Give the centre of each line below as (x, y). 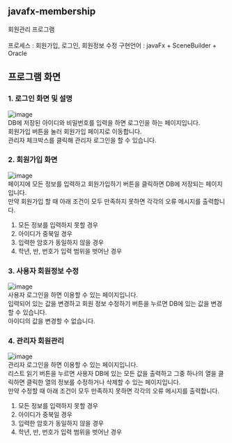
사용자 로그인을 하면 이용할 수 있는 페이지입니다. (73, 295)
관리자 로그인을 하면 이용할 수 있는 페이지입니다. (73, 365)
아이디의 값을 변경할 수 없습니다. (52, 321)
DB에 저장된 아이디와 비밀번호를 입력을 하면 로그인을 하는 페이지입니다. (104, 122)
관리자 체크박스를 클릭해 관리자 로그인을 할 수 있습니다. (82, 140)
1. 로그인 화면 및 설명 (40, 99)
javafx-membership (52, 12)
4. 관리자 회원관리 (36, 341)
